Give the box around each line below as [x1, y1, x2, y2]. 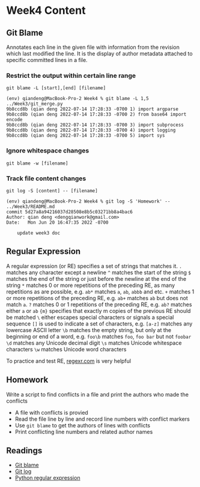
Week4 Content [6, 4, 86, 17]
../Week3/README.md [6, 203, 55, 210]
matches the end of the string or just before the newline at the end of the [6, 275, 187, 282]
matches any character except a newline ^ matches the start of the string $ [6, 269, 191, 276]
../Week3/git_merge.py [6, 101, 63, 107]
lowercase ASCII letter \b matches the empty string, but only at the [6, 326, 172, 333]
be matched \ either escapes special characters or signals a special [6, 313, 174, 321]
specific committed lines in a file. [6, 57, 88, 63]
